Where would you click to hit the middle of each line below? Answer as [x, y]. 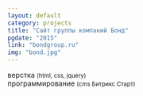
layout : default [34, 15]
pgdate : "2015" [33, 38]
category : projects [40, 23]
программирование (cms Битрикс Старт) [71, 83]
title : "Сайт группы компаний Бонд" [68, 30]
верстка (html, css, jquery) [47, 75]
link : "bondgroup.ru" [43, 45]
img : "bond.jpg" [34, 52]
